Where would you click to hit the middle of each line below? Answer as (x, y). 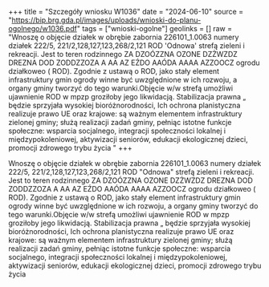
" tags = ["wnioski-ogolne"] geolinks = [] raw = (155, 28)
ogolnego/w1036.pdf (43, 28)
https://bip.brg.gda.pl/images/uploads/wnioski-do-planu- (106, 20)
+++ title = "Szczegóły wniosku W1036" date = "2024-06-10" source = (126, 12)
